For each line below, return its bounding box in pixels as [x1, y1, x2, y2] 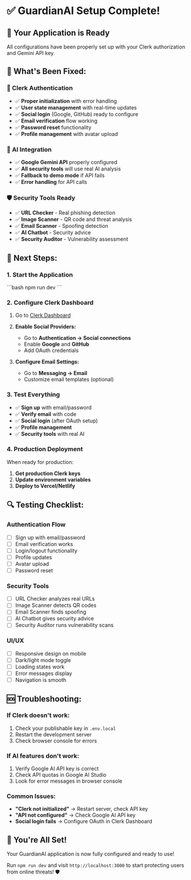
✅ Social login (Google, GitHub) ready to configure [15, 110, 139, 118]
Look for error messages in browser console [15, 777, 122, 785]
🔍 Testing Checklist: [6, 500, 84, 510]
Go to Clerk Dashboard [15, 312, 71, 319]
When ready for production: [6, 458, 74, 465]
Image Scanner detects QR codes [15, 602, 97, 609]
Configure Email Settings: [15, 359, 80, 366]
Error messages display [15, 670, 73, 677]
